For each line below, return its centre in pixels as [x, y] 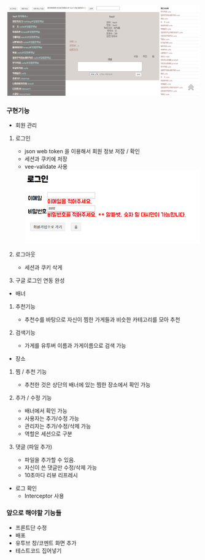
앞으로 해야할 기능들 [34, 513]
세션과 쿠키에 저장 [46, 159]
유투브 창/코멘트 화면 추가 [46, 543]
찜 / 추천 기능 [31, 371]
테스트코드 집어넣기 [38, 550]
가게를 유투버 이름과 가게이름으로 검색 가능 [75, 345]
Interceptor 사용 [44, 496]
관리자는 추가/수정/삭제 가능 [58, 426]
